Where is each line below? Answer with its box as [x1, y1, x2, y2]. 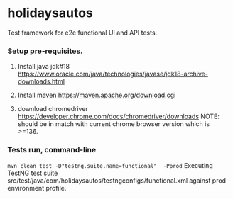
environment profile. [7, 183, 67, 192]
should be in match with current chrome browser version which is [17, 120, 210, 128]
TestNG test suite [7, 169, 58, 177]
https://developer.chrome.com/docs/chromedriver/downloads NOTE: [17, 112, 220, 121]
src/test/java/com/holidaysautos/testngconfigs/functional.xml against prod [7, 176, 226, 185]
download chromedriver [17, 105, 89, 113]
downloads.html [17, 77, 65, 86]
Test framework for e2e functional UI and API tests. [7, 28, 158, 37]
